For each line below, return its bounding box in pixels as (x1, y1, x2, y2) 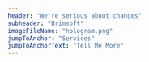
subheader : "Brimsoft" (7, 19, 84, 27)
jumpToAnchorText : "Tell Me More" (7, 42, 125, 50)
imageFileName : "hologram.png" (7, 27, 113, 35)
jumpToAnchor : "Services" (7, 34, 95, 43)
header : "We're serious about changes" (7, 11, 143, 20)
